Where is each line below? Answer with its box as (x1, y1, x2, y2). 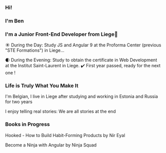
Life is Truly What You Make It (5, 82, 79, 89)
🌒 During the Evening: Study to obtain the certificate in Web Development (5, 57, 158, 63)
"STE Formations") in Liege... (5, 47, 65, 53)
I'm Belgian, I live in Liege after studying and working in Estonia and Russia (5, 94, 158, 100)
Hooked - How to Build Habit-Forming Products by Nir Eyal (5, 132, 125, 138)
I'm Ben (5, 17, 24, 24)
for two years (5, 99, 33, 105)
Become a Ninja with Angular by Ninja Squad (5, 142, 97, 148)
